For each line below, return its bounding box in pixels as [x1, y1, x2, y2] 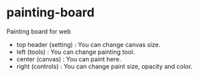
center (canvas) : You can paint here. [16, 55, 121, 63]
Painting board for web [6, 27, 71, 35]
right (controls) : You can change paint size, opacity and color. [16, 62, 193, 70]
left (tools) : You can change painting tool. [16, 48, 135, 56]
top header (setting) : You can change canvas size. [16, 40, 161, 48]
